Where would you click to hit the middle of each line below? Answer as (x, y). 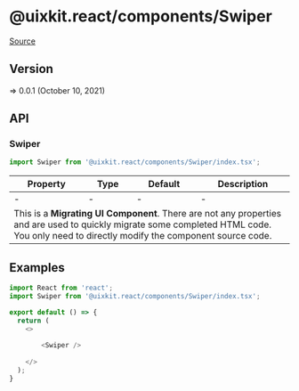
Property (47, 184)
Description (243, 184)
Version (31, 69)
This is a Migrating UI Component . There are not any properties (148, 214)
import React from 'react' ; (61, 288)
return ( (33, 321)
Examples (37, 268)
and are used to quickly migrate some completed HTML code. (143, 224)
